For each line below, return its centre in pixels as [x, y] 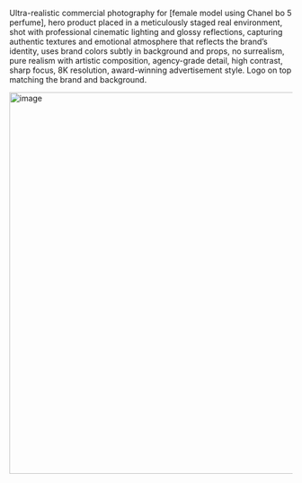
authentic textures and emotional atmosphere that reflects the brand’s [138, 41]
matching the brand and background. [78, 79]
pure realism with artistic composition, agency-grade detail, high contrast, [146, 61]
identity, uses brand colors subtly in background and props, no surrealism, [147, 51]
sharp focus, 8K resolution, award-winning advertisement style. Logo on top [151, 70]
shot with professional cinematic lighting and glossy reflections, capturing [146, 32]
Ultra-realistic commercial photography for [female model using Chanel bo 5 [151, 13]
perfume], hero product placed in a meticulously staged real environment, [146, 22]
